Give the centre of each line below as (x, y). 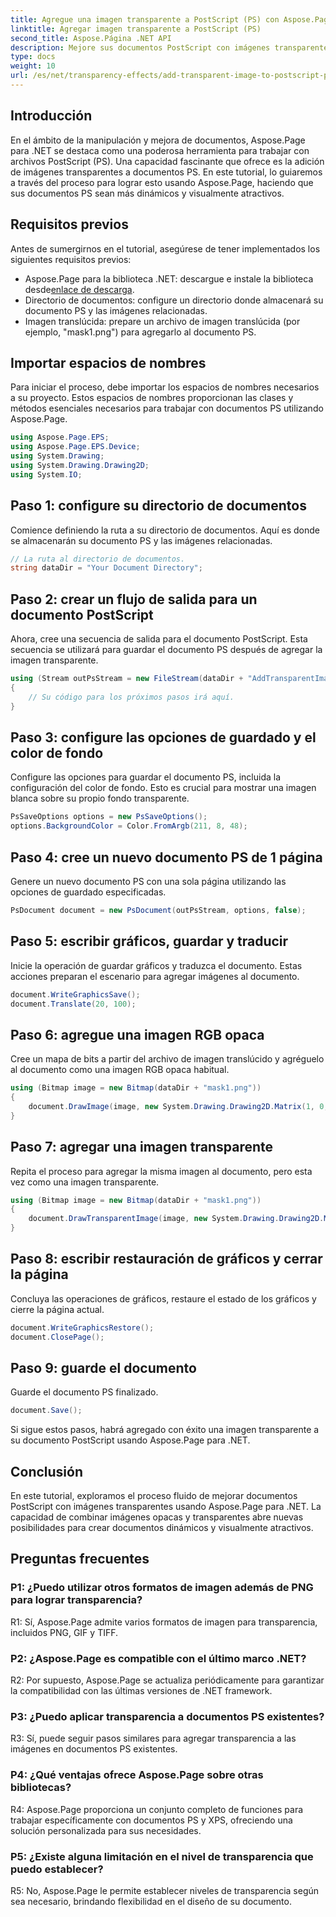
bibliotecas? (41, 1788)
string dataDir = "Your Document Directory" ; (106, 568)
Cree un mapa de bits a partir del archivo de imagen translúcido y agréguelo (167, 1059)
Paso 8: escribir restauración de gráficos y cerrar (166, 1259)
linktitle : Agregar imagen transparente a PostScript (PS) (136, 29)
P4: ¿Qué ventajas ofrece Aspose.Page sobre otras (137, 1775)
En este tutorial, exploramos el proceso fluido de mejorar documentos (154, 1496)
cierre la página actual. (57, 1309)
